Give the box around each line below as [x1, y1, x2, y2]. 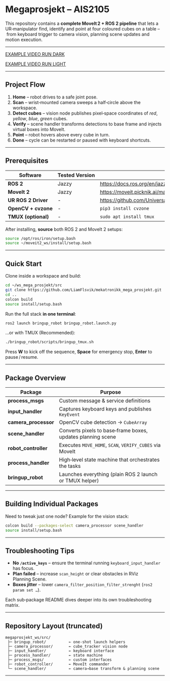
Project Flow [5, 80, 46, 89]
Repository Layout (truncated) [5, 622, 103, 630]
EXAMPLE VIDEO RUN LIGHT [5, 61, 66, 67]
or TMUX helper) [59, 477, 99, 484]
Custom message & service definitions [59, 397, 151, 404]
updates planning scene [59, 433, 116, 440]
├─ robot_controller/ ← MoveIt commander [7, 662, 110, 667]
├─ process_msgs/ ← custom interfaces [7, 657, 112, 663]
